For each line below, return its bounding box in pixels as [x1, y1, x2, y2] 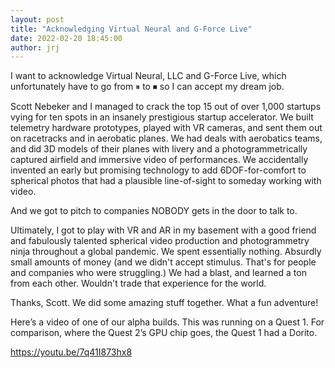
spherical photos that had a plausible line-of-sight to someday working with [10, 175, 322, 187]
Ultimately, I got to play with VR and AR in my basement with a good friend [10, 224, 317, 236]
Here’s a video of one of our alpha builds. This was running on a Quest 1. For [10, 316, 325, 328]
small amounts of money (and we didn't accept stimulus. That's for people [10, 256, 317, 268]
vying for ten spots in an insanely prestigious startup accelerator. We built [10, 111, 314, 123]
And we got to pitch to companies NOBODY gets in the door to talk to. [10, 205, 298, 217]
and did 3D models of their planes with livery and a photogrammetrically [10, 143, 308, 155]
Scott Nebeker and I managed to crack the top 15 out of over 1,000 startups [10, 101, 322, 113]
